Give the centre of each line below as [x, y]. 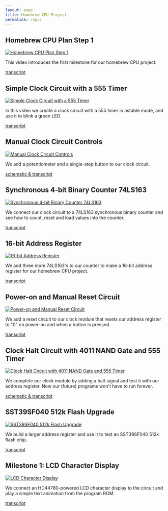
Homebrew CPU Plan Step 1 [49, 40]
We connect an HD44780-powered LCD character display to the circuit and [84, 488]
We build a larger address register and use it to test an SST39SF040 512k [82, 434]
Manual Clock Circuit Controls [54, 142]
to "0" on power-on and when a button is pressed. [58, 325]
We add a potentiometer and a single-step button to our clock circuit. [78, 164]
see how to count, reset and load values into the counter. [65, 217]
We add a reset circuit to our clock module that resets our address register [83, 319]
